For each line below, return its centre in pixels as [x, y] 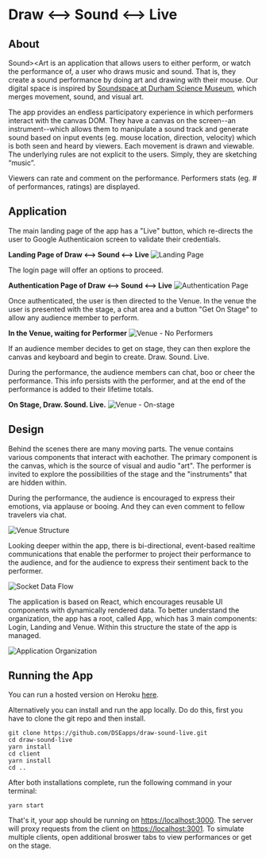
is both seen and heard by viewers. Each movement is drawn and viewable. [131, 146]
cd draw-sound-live [40, 740]
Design [26, 429]
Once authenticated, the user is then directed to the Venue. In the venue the [132, 300]
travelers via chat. [38, 515]
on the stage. [30, 846]
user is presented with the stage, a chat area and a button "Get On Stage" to [133, 309]
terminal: [23, 791]
